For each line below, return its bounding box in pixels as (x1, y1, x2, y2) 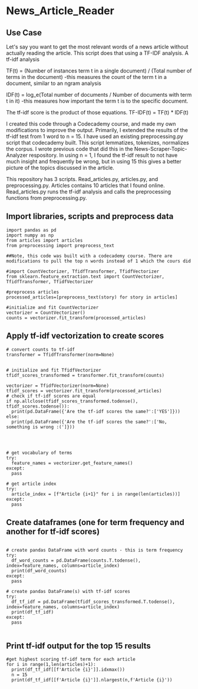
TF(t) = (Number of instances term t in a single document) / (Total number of (6, 67, 192, 74)
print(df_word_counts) (11, 568, 67, 574)
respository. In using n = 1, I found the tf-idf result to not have (29, 152, 178, 159)
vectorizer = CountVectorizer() (6, 310, 85, 316)
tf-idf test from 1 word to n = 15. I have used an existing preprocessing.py (6, 133, 184, 140)
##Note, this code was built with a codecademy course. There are (6, 252, 173, 259)
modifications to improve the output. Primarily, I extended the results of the (6, 127, 189, 133)
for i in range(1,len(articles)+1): (6, 662, 96, 668)
